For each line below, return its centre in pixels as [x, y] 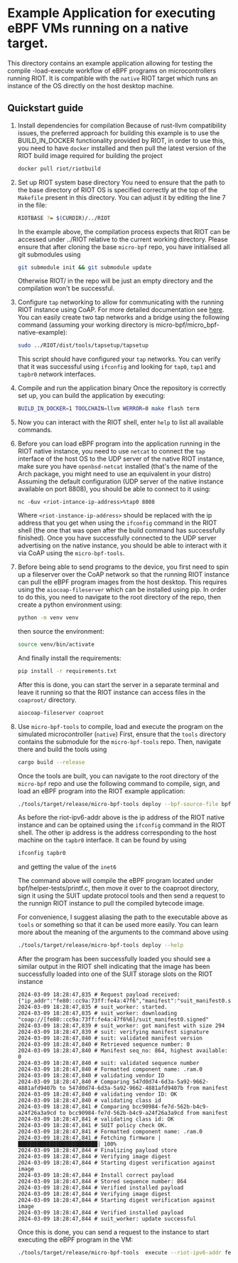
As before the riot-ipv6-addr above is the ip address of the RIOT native [121, 817]
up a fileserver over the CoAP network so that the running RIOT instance [123, 575]
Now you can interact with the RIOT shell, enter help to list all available [120, 422]
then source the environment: [61, 631]
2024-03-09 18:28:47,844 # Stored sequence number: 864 [102, 1182]
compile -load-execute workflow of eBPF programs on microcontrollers [112, 70]
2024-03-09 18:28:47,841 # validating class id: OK [96, 1119]
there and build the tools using [62, 749]
